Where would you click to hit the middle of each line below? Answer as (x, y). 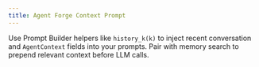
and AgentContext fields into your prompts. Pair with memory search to (124, 46)
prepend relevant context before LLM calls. (79, 54)
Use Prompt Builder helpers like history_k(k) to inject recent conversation (130, 38)
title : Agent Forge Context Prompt (67, 15)
